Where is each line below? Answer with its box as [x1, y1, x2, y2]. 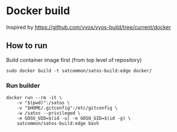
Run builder [6, 81, 40, 90]
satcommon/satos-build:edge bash [17, 121, 99, 127]
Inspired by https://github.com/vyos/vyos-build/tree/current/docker [6, 24, 171, 31]
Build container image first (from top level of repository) [6, 56, 142, 63]
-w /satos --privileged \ [17, 110, 81, 116]
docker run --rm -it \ [6, 95, 62, 101]
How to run [6, 41, 48, 51]
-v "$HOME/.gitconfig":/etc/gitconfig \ [17, 105, 118, 111]
